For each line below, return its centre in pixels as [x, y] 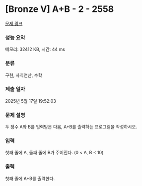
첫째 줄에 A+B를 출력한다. [30, 178]
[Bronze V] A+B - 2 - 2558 [60, 9]
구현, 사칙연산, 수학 [24, 75]
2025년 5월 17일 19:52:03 [31, 101]
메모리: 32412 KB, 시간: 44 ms [35, 49]
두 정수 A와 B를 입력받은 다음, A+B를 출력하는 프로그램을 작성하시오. [71, 127]
